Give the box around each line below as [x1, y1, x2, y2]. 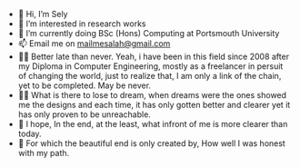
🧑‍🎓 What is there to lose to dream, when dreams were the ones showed [17, 90, 287, 100]
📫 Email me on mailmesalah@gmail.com [17, 38, 171, 49]
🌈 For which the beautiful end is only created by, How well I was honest [17, 138, 286, 149]
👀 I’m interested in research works [17, 18, 146, 29]
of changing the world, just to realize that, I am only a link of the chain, [17, 71, 282, 81]
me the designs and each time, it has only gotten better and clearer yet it [17, 100, 291, 110]
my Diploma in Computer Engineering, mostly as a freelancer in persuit [17, 61, 284, 72]
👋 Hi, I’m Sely [17, 9, 68, 19]
